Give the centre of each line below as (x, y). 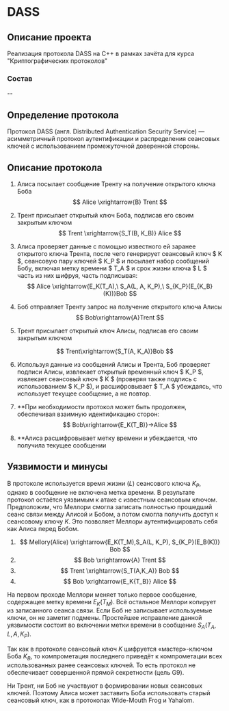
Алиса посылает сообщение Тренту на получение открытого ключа (116, 184)
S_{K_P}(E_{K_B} (189, 286)
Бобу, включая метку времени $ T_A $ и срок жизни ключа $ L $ (112, 268)
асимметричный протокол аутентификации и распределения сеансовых (113, 139)
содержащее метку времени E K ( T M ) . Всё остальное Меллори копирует (112, 603)
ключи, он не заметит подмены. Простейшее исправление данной (105, 618)
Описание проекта (49, 37)
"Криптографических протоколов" (57, 61)
